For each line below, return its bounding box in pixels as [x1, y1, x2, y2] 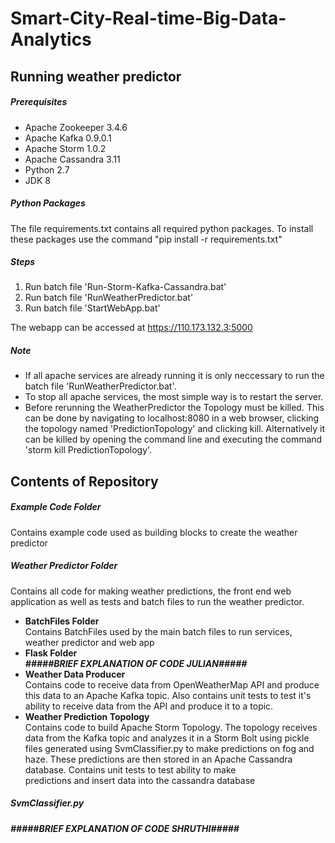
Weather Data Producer [24, 668, 126, 680]
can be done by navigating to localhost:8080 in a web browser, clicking [24, 412, 320, 424]
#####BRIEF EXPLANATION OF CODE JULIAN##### [24, 657, 248, 669]
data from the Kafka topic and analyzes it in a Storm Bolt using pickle [24, 732, 310, 744]
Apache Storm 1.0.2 [24, 142, 107, 154]
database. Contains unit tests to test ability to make [24, 763, 237, 776]
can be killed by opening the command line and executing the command [24, 433, 323, 446]
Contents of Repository [10, 473, 159, 490]
